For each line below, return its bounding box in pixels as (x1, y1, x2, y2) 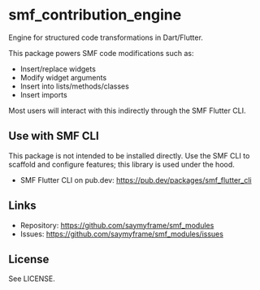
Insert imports (19, 89, 67, 99)
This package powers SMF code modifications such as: (8, 48, 194, 58)
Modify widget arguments (19, 72, 107, 82)
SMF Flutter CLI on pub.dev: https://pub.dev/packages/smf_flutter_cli (19, 175, 252, 184)
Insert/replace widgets (19, 63, 96, 74)
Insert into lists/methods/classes (19, 81, 130, 91)
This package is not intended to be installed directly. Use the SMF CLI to (8, 150, 250, 160)
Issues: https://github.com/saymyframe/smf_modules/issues (19, 229, 223, 239)
